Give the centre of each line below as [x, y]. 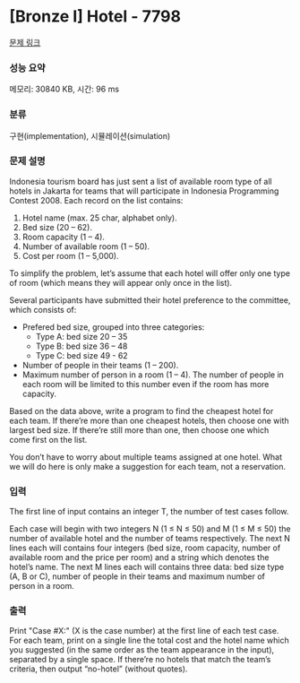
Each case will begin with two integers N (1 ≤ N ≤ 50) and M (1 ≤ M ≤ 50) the [150, 529]
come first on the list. [48, 439]
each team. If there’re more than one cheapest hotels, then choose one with [149, 420]
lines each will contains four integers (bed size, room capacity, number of [145, 548]
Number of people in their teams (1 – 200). [100, 365]
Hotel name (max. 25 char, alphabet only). [99, 218]
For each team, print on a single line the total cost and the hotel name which [149, 640]
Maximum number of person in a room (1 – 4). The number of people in [153, 375]
